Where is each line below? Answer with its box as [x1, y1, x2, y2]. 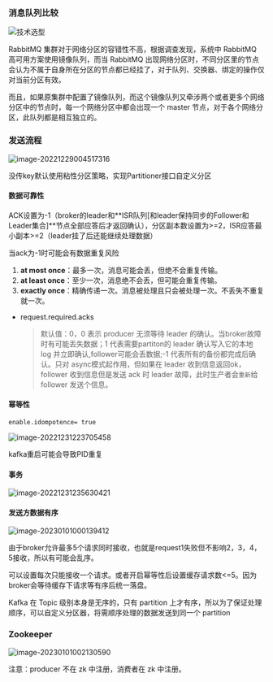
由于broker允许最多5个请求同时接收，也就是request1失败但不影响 [8, 543, 227, 553]
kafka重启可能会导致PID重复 [8, 450, 103, 458]
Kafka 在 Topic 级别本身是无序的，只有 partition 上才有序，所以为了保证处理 [8, 597, 262, 607]
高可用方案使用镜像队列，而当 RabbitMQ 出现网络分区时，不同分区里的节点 [8, 54, 260, 64]
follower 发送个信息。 [40, 380, 113, 389]
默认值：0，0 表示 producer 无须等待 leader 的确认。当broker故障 [40, 328, 262, 338]
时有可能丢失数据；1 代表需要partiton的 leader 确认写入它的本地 [40, 339, 253, 349]
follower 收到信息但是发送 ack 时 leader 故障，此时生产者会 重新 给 [40, 369, 258, 379]
